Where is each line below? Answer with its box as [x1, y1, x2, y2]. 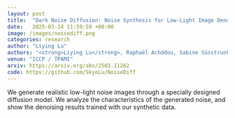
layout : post [7, 10, 45, 17]
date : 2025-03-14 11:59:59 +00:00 [7, 23, 114, 30]
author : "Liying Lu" [7, 43, 68, 50]
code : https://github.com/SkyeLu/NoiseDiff [7, 68, 136, 75]
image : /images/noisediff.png [7, 29, 96, 37]
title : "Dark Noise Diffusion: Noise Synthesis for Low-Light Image [7, 17, 215, 24]
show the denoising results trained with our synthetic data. [7, 103, 176, 111]
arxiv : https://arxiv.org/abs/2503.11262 [7, 62, 130, 69]
